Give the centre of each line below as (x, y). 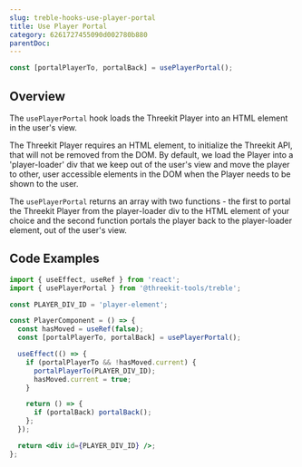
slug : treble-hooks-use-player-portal (83, 18)
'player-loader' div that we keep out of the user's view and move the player (150, 164)
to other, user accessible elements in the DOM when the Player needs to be (151, 174)
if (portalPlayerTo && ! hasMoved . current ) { (111, 362)
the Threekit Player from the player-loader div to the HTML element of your (150, 210)
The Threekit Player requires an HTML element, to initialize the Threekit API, (151, 145)
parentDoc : (30, 43)
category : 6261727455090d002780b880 (78, 34)
